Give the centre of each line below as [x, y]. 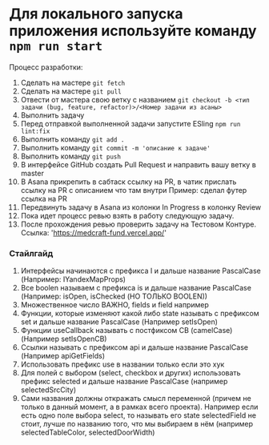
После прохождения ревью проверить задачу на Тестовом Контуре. [139, 224]
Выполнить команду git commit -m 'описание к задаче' [115, 147]
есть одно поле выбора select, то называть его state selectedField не [139, 415]
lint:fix [35, 131]
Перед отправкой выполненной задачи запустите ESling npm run [130, 123]
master [32, 173]
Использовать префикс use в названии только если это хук [122, 364]
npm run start [56, 47]
